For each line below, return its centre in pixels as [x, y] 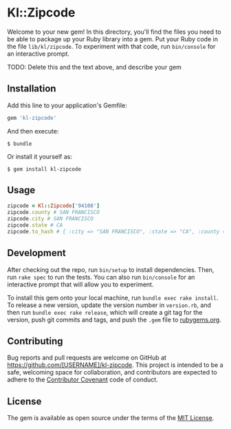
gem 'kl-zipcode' [32, 118]
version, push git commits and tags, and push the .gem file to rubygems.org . [114, 320]
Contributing [35, 341]
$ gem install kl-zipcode [44, 169]
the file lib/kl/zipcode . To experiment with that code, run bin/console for [111, 46]
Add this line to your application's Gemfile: [67, 105]
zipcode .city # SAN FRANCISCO [51, 219]
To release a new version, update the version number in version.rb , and [109, 305]
